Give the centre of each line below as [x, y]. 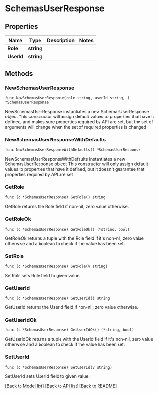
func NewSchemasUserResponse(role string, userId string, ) [68, 98]
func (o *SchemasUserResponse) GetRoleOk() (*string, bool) [68, 229]
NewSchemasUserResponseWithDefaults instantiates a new [65, 159]
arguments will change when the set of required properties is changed [76, 127]
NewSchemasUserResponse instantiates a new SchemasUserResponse [77, 111]
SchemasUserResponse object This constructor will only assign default [77, 164]
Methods [19, 74]
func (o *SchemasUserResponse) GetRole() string [55, 197]
